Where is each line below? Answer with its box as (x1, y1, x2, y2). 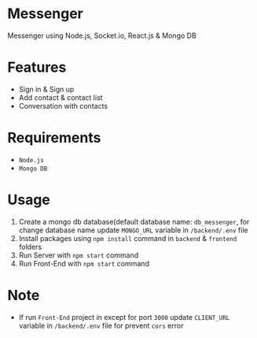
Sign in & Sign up (18, 84, 75, 94)
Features (7, 58, 67, 76)
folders (18, 242, 42, 251)
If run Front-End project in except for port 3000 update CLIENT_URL (18, 312, 230, 321)
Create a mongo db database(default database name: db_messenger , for (18, 217, 250, 226)
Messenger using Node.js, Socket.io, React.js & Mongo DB (7, 31, 197, 40)
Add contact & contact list (18, 92, 103, 102)
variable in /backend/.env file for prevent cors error (18, 321, 184, 330)
